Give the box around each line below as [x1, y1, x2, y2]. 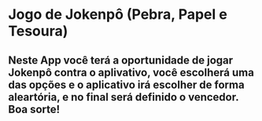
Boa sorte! [8, 102, 61, 115]
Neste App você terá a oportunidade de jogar [8, 53, 234, 67]
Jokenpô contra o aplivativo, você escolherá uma [8, 65, 254, 79]
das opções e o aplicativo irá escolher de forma [8, 78, 245, 91]
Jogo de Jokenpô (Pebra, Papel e [8, 5, 228, 24]
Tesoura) [8, 22, 68, 40]
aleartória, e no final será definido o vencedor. [8, 90, 239, 104]
